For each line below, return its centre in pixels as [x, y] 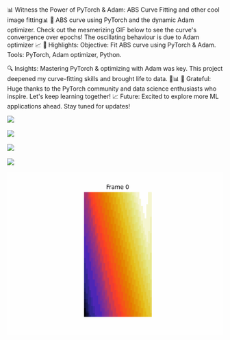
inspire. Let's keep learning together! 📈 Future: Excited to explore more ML [113, 96]
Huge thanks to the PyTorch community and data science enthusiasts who [112, 89]
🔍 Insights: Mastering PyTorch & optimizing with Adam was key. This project [115, 68]
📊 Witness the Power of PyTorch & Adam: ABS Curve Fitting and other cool [114, 10]
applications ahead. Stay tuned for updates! [69, 106]
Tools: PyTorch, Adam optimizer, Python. [64, 55]
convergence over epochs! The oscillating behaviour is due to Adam [103, 37]
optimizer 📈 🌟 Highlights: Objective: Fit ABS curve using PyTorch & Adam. [112, 45]
